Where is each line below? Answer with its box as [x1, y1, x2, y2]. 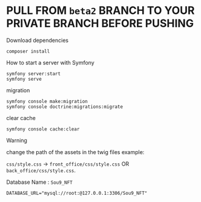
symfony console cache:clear [6, 126, 80, 132]
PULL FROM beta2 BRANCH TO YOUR [6, 4, 195, 18]
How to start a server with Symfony [6, 59, 95, 66]
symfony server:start [6, 70, 61, 76]
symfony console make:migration [6, 98, 88, 104]
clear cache [6, 114, 36, 121]
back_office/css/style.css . [6, 166, 76, 173]
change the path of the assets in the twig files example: [6, 148, 145, 155]
